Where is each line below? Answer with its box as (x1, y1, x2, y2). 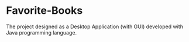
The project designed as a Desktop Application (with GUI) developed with (6, 23, 183, 30)
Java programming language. (6, 29, 77, 36)
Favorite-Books (6, 4, 83, 17)
